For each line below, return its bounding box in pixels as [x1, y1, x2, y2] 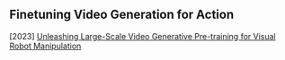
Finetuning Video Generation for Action [9, 7, 235, 22]
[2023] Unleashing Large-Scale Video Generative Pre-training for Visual [9, 30, 276, 41]
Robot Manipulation [9, 40, 82, 51]
